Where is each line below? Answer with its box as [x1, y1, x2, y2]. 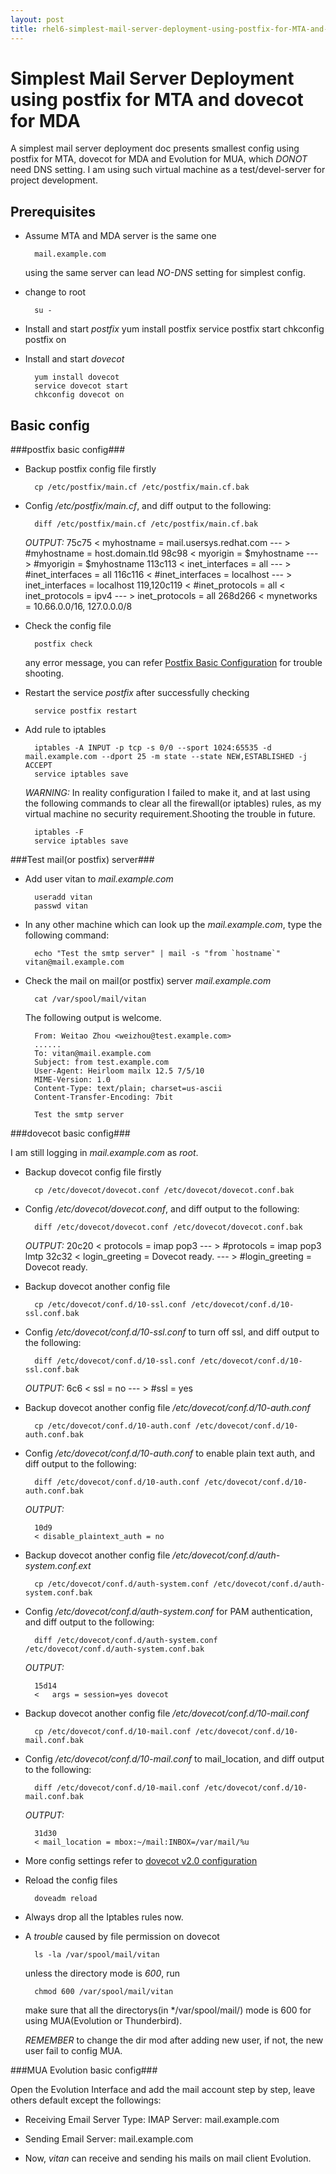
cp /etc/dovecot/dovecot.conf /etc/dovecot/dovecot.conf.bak [34, 1186, 295, 1196]
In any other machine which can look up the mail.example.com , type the [24, 919, 323, 931]
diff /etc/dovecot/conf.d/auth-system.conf [34, 1636, 218, 1646]
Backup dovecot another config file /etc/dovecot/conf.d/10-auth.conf [24, 1402, 311, 1414]
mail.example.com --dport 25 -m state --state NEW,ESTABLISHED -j [24, 752, 308, 762]
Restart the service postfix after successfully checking [24, 687, 250, 699]
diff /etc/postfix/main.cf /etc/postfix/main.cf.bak [34, 519, 259, 530]
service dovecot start [34, 381, 129, 391]
